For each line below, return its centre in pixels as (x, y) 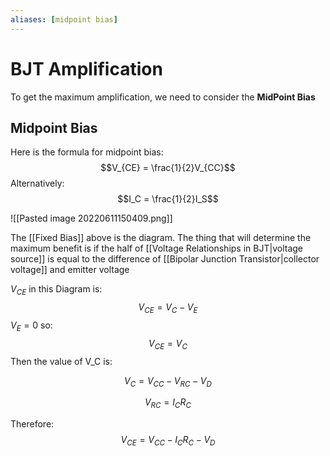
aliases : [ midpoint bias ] (64, 19)
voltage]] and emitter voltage (70, 270)
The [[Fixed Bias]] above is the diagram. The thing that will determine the (161, 238)
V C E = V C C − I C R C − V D (168, 441)
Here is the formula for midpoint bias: (87, 152)
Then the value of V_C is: (61, 361)
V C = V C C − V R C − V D (168, 381)
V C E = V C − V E (168, 308)
